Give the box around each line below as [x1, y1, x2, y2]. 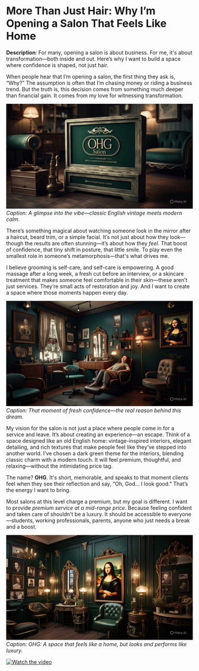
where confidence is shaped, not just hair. [6, 61, 108, 69]
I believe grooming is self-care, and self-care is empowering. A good [6, 264, 174, 271]
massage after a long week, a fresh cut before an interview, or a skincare [6, 270, 184, 277]
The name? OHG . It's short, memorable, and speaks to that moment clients [6, 474, 189, 481]
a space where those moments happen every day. [6, 289, 129, 296]
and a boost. [6, 523, 37, 530]
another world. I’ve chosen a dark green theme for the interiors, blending [6, 449, 184, 457]
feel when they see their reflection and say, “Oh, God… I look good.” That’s [6, 480, 188, 487]
